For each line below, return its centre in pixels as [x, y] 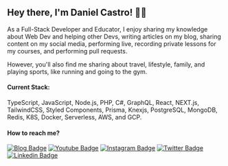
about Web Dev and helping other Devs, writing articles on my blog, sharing [114, 36]
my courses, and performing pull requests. [67, 51]
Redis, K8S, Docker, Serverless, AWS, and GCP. [75, 117]
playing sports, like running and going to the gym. [77, 71]
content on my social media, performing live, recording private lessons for [112, 44]
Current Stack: [28, 87]
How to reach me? [34, 133]
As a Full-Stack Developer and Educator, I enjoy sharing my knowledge [107, 29]
